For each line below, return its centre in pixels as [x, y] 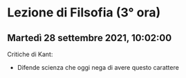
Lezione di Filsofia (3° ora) [84, 13]
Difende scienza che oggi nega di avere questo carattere [98, 67]
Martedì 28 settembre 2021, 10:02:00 [90, 38]
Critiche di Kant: [30, 54]
